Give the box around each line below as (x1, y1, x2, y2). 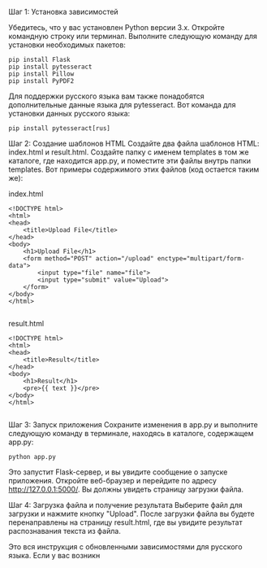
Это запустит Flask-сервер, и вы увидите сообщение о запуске (8, 467, 228, 477)
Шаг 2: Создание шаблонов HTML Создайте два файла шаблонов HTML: (8, 138, 260, 148)
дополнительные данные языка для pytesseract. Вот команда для (8, 100, 236, 109)
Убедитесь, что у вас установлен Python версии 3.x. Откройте (8, 23, 225, 32)
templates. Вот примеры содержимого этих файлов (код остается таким (8, 164, 260, 174)
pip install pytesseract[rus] (8, 125, 111, 133)
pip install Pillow (8, 70, 75, 78)
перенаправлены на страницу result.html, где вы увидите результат (8, 518, 243, 527)
